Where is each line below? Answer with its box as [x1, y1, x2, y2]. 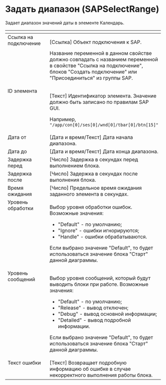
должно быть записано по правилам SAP [49, 98, 149, 105]
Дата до [7, 148, 27, 155]
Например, [49, 116, 77, 123]
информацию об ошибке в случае [49, 365, 131, 372]
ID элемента [7, 87, 38, 94]
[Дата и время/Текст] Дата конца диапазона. [49, 148, 159, 155]
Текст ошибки [7, 359, 41, 366]
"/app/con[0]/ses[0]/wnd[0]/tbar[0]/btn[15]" [49, 122, 159, 128]
